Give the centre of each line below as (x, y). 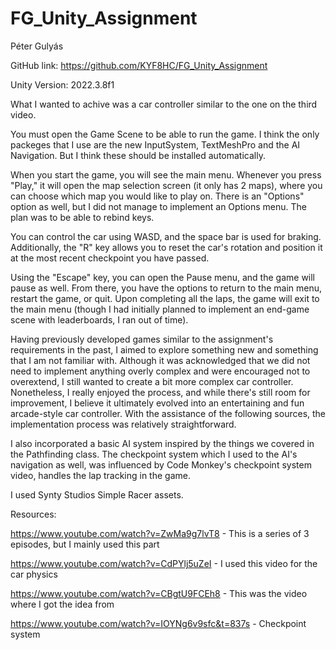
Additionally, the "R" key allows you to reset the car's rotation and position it (166, 247)
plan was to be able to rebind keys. (82, 217)
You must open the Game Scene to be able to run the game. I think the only (165, 134)
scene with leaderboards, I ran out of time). (99, 319)
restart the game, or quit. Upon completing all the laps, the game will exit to (165, 298)
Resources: (33, 514)
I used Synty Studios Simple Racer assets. (97, 494)
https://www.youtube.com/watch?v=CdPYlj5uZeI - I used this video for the (164, 563)
